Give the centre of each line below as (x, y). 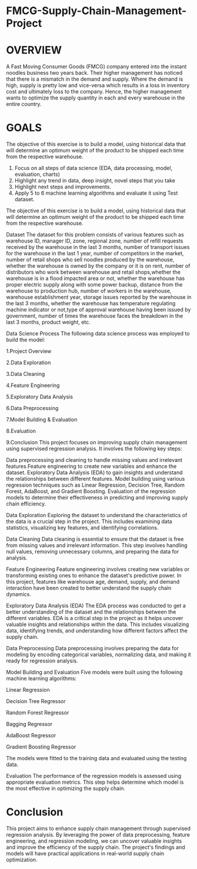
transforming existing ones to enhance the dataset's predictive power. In (94, 575)
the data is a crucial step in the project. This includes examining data (89, 521)
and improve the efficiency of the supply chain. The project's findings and (96, 847)
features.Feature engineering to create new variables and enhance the (91, 467)
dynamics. (19, 594)
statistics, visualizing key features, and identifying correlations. (82, 528)
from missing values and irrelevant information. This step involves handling (97, 545)
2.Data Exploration (29, 362)
